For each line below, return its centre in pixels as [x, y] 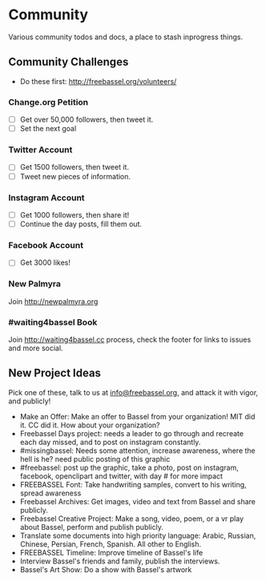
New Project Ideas [55, 373]
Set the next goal [48, 129]
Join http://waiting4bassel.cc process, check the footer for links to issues [130, 339]
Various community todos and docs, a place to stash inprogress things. [125, 37]
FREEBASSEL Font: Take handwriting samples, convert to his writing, [133, 484]
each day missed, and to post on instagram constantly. [110, 442]
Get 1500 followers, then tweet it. [75, 167]
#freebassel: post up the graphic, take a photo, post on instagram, [129, 467]
